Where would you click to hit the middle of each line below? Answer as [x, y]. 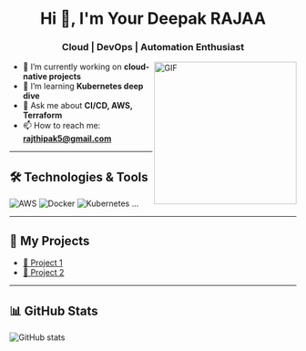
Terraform [42, 115]
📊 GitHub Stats [54, 310]
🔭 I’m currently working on [72, 67]
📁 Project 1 [43, 263]
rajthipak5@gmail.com [67, 139]
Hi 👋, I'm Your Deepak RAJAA [153, 19]
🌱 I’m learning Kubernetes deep [83, 87]
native [35, 77]
